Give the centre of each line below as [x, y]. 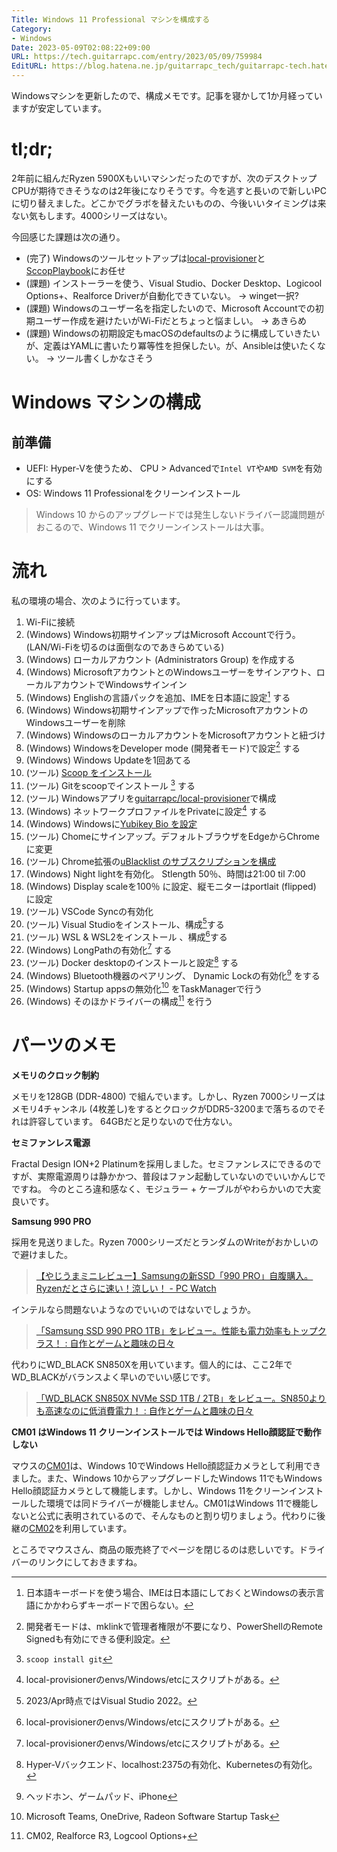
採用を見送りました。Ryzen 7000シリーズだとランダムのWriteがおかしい [160, 1242]
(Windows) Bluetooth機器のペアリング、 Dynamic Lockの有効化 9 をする [173, 974]
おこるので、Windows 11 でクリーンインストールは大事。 [152, 527]
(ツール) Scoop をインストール [88, 773]
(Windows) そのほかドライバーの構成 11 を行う [119, 1001]
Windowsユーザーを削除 [75, 722]
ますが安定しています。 [59, 108]
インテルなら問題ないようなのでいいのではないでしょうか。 [134, 1310]
